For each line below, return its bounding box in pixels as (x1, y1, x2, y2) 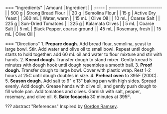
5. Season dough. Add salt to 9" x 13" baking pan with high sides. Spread (5, 78, 157, 84)
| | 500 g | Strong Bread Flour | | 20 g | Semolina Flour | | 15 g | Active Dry (5, 10, 156, 16)
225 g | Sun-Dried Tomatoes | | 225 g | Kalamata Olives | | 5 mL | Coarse (5, 20, 155, 26)
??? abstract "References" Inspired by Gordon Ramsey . (5, 104, 118, 109)
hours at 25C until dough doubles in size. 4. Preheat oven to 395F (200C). (5, 73, 158, 78)
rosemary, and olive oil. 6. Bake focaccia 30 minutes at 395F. (5, 94, 131, 100)
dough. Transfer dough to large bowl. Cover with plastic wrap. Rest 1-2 (5, 67, 151, 73)
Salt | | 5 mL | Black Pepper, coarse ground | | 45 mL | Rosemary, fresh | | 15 (5, 26, 162, 32)
